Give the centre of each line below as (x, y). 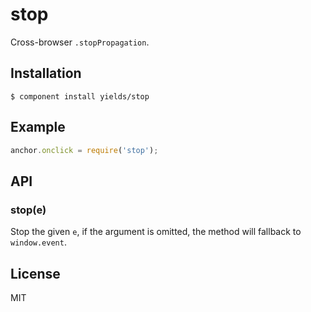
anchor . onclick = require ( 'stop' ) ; (84, 150)
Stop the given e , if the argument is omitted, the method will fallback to (156, 232)
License (35, 273)
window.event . (38, 242)
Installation (46, 73)
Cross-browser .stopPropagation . (80, 42)
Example (38, 127)
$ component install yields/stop (80, 96)
